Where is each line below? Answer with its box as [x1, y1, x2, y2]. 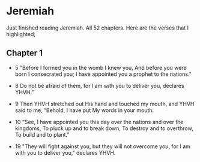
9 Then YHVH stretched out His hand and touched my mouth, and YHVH [14, 100, 195, 107]
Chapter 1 [6, 48, 43, 58]
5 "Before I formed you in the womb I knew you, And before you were [14, 64, 187, 71]
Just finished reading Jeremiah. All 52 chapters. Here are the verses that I [6, 24, 189, 31]
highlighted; [6, 30, 36, 37]
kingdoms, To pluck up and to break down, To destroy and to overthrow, [14, 125, 193, 132]
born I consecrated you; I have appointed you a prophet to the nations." [14, 70, 192, 78]
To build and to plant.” [14, 131, 70, 138]
